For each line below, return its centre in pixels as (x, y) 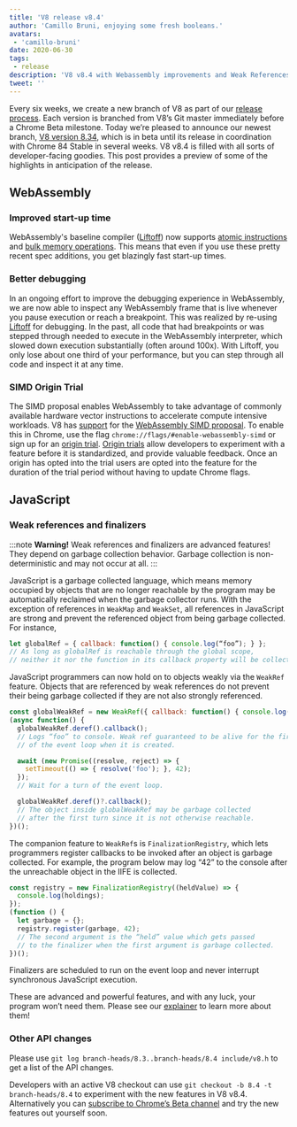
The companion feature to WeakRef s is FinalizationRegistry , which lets (139, 843)
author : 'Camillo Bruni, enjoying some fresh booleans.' (116, 26)
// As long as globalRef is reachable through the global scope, (132, 652)
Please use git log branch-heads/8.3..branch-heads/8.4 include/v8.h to (144, 1058)
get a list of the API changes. (62, 1067)
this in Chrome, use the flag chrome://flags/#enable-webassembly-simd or (143, 434)
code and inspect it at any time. (66, 364)
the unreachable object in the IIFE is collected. (93, 871)
